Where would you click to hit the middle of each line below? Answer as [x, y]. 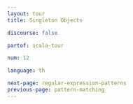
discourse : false [33, 33]
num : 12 [19, 58]
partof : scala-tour [36, 45]
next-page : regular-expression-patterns [67, 83]
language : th [26, 70]
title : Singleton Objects [45, 20]
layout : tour [26, 14]
